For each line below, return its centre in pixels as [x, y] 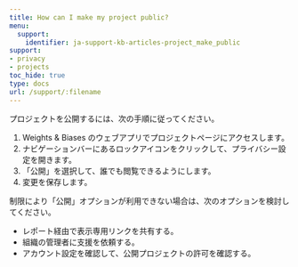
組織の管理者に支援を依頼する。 [81, 242]
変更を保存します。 [57, 182]
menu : [19, 26]
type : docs [29, 84]
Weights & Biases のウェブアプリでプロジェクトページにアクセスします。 [155, 137]
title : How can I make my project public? [89, 17]
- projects [29, 68]
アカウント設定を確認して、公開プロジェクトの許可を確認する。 [139, 253]
